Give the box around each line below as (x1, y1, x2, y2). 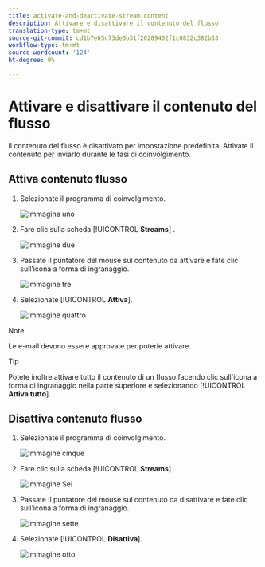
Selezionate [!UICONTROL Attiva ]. (19, 294, 133, 304)
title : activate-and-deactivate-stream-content (8, 11, 170, 20)
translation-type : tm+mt (8, 26, 91, 34)
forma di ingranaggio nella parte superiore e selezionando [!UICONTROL (8, 380, 246, 390)
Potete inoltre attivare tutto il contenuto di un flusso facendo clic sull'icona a (8, 372, 258, 381)
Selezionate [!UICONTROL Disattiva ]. (19, 534, 143, 544)
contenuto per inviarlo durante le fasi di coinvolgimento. (8, 149, 191, 159)
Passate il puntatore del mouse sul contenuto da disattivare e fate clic (19, 495, 248, 505)
